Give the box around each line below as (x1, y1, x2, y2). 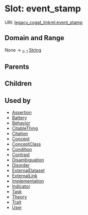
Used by (4, 96, 31, 105)
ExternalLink (11, 173, 38, 179)
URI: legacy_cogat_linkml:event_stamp (4, 19, 83, 25)
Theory (11, 194, 27, 200)
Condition (11, 146, 32, 152)
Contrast (11, 152, 30, 158)
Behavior (11, 120, 30, 126)
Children (4, 79, 32, 88)
